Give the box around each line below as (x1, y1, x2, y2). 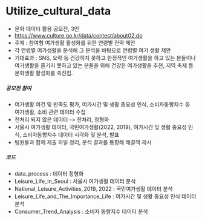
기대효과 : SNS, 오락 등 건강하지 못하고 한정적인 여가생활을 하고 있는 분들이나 (14, 54, 196, 61)
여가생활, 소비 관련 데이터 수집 (14, 108, 86, 116)
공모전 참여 (5, 84, 31, 91)
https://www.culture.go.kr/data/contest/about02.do (14, 31, 143, 39)
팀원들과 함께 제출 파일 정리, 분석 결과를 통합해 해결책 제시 (14, 138, 152, 146)
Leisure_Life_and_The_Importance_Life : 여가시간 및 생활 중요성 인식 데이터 (14, 193, 197, 200)
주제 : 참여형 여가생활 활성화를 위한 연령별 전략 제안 (14, 39, 135, 46)
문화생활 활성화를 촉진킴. (14, 69, 73, 76)
